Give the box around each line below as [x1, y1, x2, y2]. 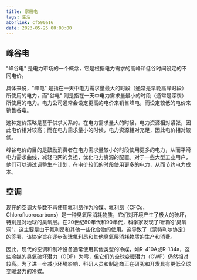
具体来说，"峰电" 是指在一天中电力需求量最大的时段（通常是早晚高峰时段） [6, 85, 187, 92]
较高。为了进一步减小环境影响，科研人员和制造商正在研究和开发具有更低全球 [6, 260, 191, 267]
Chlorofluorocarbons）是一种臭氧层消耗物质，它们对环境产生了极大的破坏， [6, 211, 190, 218]
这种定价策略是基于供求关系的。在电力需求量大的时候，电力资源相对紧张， [6, 119, 186, 126]
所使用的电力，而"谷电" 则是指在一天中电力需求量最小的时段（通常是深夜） [6, 92, 187, 99]
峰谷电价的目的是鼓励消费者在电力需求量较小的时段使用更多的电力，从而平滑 [6, 146, 191, 153]
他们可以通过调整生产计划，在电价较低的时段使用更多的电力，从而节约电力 [6, 161, 186, 168]
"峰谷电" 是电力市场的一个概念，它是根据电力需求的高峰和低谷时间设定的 [6, 65, 182, 72]
